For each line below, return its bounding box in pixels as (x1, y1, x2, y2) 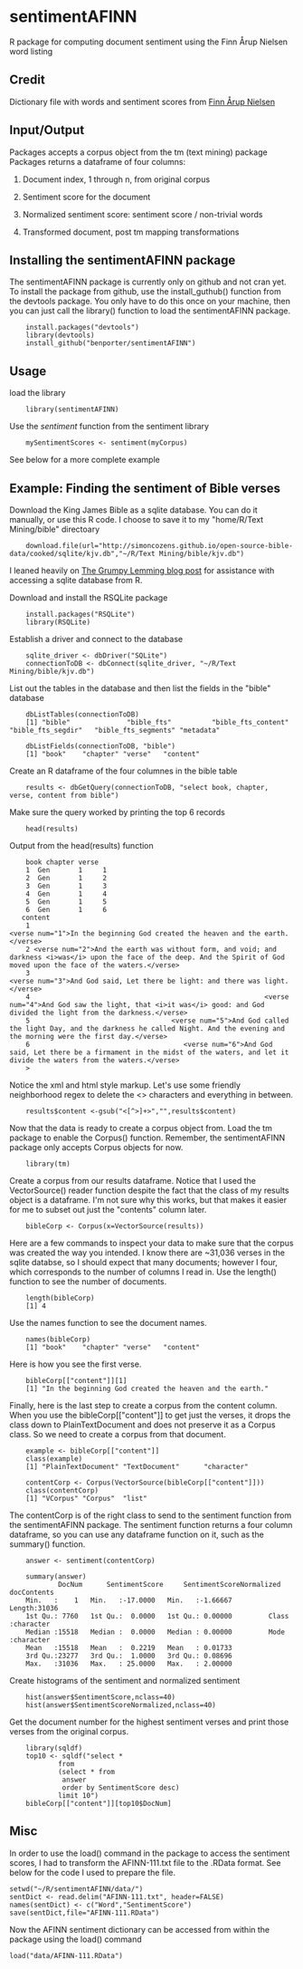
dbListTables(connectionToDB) (25, 710, 140, 719)
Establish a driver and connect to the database (9, 634, 184, 644)
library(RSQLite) (25, 618, 91, 627)
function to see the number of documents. (9, 1276, 167, 1287)
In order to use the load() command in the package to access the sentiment (9, 1848, 290, 1859)
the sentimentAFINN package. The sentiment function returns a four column (9, 1520, 293, 1530)
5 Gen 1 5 (25, 898, 107, 907)
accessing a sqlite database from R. (9, 575, 143, 585)
